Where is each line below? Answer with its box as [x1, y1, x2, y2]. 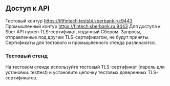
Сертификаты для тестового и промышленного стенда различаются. [5, 39, 156, 46]
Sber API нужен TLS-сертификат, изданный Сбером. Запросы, [5, 28, 142, 35]
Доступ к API [5, 4, 50, 13]
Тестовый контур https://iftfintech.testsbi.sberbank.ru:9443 [5, 17, 133, 24]
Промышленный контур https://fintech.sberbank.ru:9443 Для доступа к [5, 23, 161, 29]
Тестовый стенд [5, 52, 48, 59]
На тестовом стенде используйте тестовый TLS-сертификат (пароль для [5, 64, 165, 70]
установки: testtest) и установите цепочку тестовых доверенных [5, 69, 147, 76]
